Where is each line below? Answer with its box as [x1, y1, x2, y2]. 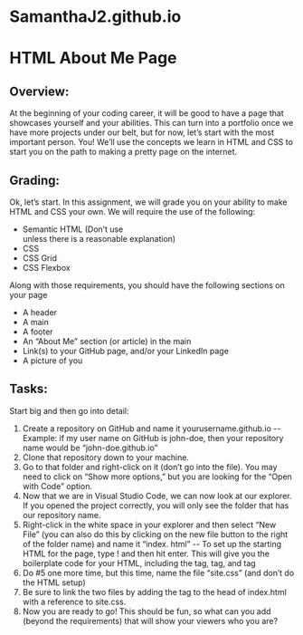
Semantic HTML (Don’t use [22, 224, 124, 235]
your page [9, 290, 48, 300]
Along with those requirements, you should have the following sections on [9, 280, 285, 291]
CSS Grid [22, 253, 57, 264]
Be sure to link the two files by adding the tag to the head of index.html [22, 586, 287, 597]
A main [22, 317, 50, 327]
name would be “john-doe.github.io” [22, 442, 158, 453]
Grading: [9, 172, 61, 188]
